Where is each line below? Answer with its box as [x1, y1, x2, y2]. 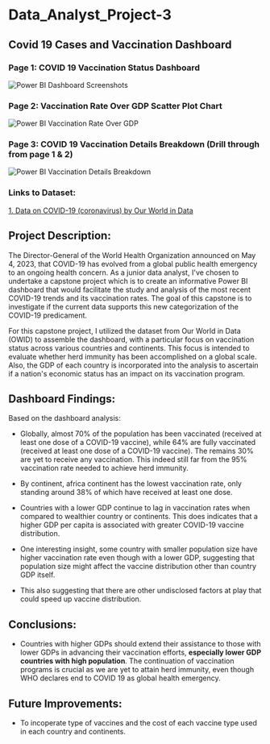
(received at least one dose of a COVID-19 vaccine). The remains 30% [19, 446, 254, 456]
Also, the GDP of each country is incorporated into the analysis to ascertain [8, 360, 260, 370]
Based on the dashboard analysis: [8, 414, 121, 423]
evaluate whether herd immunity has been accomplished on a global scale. [8, 351, 257, 361]
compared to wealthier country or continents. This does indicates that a [19, 512, 258, 522]
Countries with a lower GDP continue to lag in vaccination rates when [19, 503, 251, 513]
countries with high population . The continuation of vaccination [19, 656, 235, 666]
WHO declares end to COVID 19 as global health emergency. [19, 673, 222, 683]
